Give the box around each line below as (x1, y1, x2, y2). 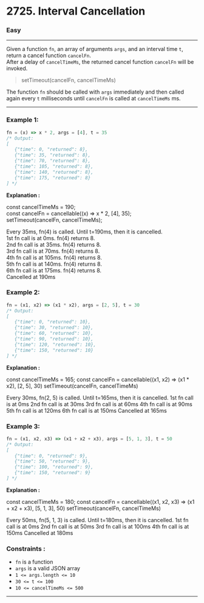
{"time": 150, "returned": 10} (14, 347, 94, 353)
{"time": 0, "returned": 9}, (14, 453, 88, 459)
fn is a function (15, 558, 53, 566)
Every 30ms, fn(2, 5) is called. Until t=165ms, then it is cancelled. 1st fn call (6, 394, 194, 401)
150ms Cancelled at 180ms (6, 529, 73, 536)
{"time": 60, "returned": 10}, (14, 330, 94, 337)
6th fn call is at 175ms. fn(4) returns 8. (6, 266, 102, 274)
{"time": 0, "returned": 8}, (14, 146, 88, 153)
